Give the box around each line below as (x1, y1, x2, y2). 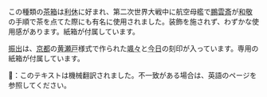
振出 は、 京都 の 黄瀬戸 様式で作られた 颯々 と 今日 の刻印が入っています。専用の (8, 44, 259, 53)
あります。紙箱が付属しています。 (29, 27, 139, 36)
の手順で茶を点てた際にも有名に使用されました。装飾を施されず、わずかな (8, 17, 253, 26)
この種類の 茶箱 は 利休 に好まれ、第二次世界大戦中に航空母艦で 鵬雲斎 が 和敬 (8, 7, 253, 16)
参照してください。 (8, 80, 72, 90)
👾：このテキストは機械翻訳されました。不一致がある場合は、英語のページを (8, 71, 257, 80)
